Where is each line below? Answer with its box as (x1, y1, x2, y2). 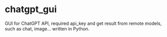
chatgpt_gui (5, 4, 57, 15)
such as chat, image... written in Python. (5, 25, 90, 31)
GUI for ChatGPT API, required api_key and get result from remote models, (5, 20, 162, 26)
